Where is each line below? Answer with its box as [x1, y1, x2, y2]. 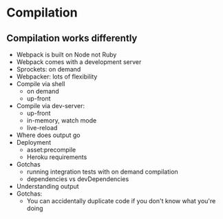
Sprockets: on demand [16, 65, 81, 73]
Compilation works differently [6, 32, 138, 44]
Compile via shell [16, 80, 65, 87]
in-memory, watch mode [26, 116, 97, 125]
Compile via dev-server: [16, 102, 85, 109]
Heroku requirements [26, 153, 87, 161]
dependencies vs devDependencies [26, 175, 129, 183]
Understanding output [16, 182, 80, 190]
